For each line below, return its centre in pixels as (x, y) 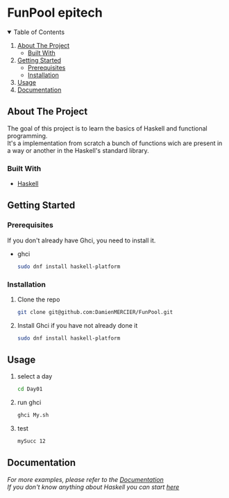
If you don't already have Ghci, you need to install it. (82, 240)
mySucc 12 (32, 441)
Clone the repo (39, 299)
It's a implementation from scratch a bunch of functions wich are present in (115, 143)
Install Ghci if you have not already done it (77, 325)
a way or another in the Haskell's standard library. (78, 150)
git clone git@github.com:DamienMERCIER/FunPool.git (95, 312)
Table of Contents (39, 32)
